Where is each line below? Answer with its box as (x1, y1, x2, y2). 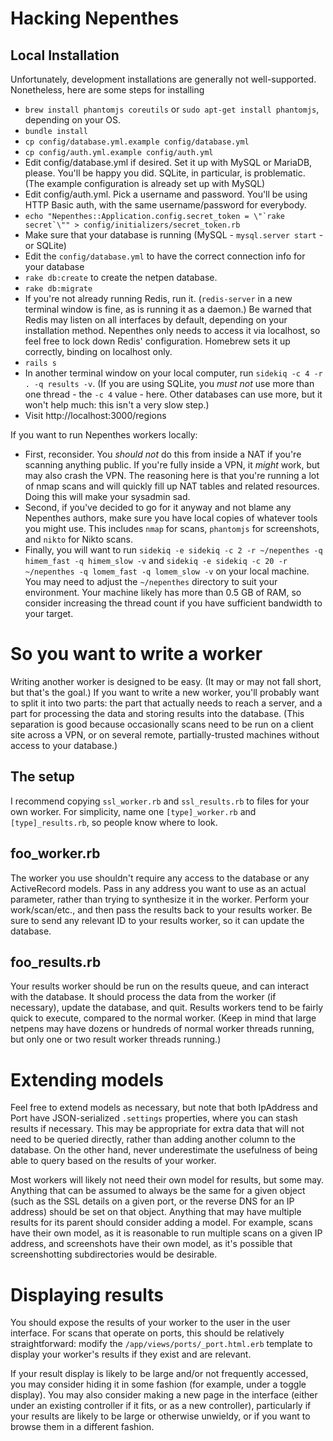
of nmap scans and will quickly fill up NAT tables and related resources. (24, 480, 320, 492)
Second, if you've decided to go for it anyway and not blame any (24, 502, 292, 513)
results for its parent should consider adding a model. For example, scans (10, 1217, 313, 1229)
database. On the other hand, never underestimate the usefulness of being (10, 1144, 318, 1156)
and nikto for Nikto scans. (24, 533, 134, 545)
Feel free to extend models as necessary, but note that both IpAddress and (10, 1102, 318, 1114)
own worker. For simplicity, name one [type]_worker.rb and (10, 805, 257, 817)
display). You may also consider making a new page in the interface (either (10, 1389, 318, 1401)
